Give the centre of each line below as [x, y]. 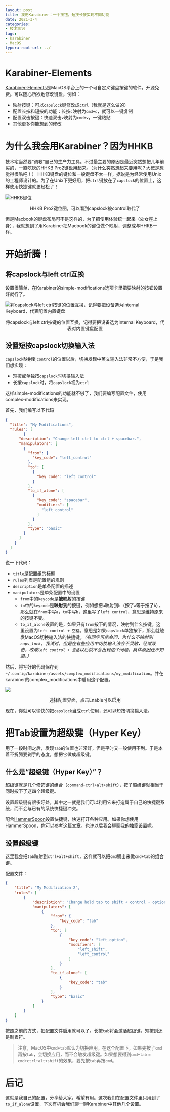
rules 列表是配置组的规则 [38, 580]
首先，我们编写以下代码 [30, 410]
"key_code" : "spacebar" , [63, 500]
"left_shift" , [93, 949]
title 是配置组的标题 [34, 573]
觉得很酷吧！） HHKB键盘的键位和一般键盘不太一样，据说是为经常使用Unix [83, 174]
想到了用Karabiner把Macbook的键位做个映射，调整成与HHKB [89, 225]
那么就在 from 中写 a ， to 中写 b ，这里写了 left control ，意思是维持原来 [92, 611]
